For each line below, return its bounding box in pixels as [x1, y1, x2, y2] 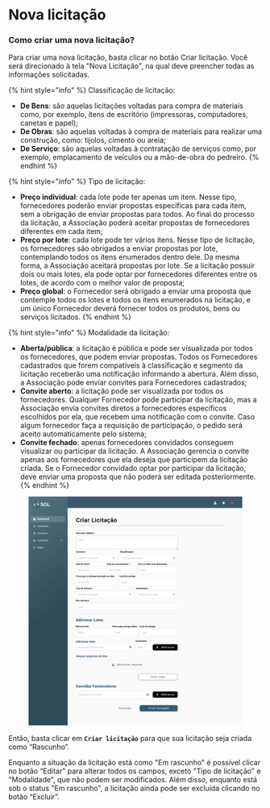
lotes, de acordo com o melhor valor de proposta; [19, 278, 185, 288]
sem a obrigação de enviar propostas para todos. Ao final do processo [19, 210, 255, 219]
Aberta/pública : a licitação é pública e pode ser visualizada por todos [19, 344, 254, 353]
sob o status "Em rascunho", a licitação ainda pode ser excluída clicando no [8, 784, 260, 793]
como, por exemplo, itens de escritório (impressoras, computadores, [19, 110, 248, 119]
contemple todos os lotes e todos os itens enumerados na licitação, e [19, 295, 251, 305]
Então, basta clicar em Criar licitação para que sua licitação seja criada [8, 734, 252, 743]
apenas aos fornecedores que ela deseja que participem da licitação [19, 455, 248, 464]
